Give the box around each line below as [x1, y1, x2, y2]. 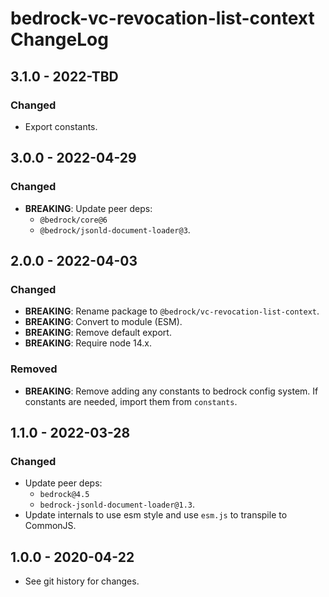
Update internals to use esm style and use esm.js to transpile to [24, 509, 288, 521]
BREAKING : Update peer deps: [24, 202, 153, 214]
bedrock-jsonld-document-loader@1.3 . [39, 498, 196, 511]
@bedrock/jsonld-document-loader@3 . [39, 223, 191, 236]
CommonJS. [24, 520, 77, 532]
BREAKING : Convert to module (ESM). [24, 316, 183, 328]
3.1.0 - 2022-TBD [10, 68, 119, 85]
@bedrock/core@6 [39, 215, 108, 225]
